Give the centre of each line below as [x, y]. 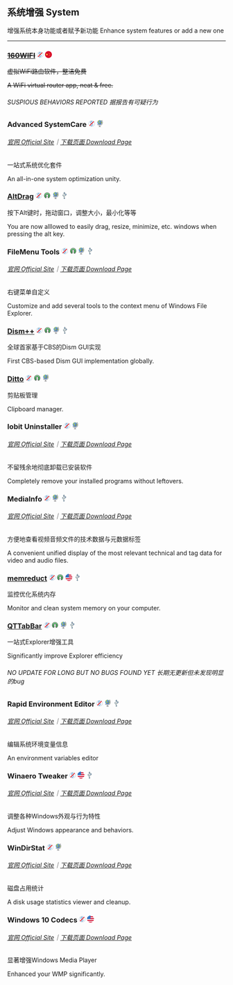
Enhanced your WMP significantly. [56, 974]
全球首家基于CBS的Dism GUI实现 [54, 347]
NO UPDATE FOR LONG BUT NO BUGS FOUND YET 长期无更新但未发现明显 [115, 672]
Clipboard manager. [35, 409]
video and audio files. [38, 560]
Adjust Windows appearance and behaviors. [70, 830]
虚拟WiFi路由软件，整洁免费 [47, 71]
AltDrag [21, 196]
